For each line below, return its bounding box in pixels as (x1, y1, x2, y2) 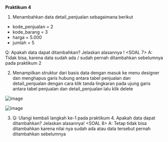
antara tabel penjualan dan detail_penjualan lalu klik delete (12, 86, 133, 92)
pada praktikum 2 (5, 60, 42, 66)
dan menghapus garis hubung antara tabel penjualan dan (12, 75, 131, 81)
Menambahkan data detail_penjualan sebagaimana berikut (12, 14, 133, 20)
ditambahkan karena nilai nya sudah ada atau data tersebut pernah (12, 125, 151, 131)
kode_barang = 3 (12, 29, 48, 35)
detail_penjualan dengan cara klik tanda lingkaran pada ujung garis (12, 80, 151, 86)
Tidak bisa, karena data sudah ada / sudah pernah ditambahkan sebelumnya (5, 55, 163, 61)
